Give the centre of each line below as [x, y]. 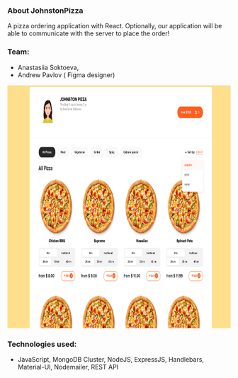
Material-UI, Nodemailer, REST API [68, 367]
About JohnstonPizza [45, 11]
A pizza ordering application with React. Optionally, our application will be [115, 26]
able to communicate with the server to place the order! [89, 33]
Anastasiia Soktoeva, [48, 67]
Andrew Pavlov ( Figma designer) [66, 75]
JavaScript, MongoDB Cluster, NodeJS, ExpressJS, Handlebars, [110, 359]
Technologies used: [42, 344]
